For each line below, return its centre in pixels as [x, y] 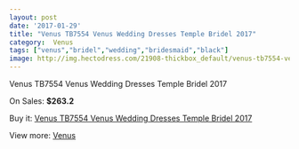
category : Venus [41, 42]
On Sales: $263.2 [41, 101]
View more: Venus [43, 135]
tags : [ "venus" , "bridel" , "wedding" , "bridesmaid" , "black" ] [119, 51]
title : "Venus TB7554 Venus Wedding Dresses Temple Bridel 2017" [133, 34]
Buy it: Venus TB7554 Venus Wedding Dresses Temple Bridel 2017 [131, 118]
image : [21, 59]
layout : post [33, 17]
